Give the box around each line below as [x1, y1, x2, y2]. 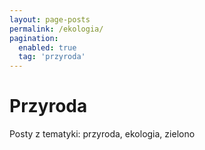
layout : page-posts [9, 14, 91, 25]
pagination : [9, 33, 59, 43]
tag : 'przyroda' [18, 52, 86, 62]
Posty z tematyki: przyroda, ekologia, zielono [9, 128, 196, 140]
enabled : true [18, 42, 77, 53]
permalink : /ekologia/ [9, 24, 104, 34]
